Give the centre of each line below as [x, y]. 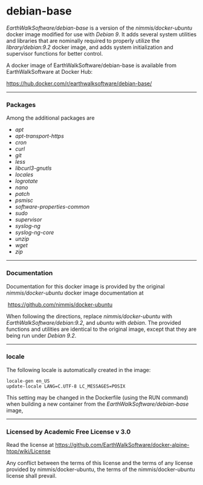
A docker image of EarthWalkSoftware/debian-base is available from [92, 65]
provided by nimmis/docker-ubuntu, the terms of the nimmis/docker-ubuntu [101, 469]
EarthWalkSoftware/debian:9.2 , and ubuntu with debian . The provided [94, 322]
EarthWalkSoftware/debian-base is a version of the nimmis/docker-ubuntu [99, 28]
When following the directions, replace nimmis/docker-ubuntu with [89, 316]
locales [24, 175]
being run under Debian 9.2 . [41, 335]
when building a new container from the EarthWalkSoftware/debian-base [98, 404]
